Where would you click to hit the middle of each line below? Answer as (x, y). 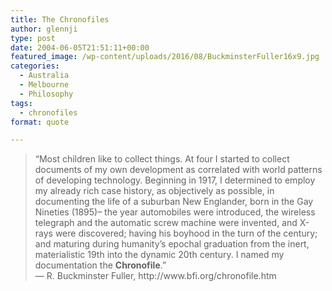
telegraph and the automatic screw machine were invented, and (166, 223)
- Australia (44, 76)
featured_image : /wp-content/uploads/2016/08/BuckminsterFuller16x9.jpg (165, 57)
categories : (35, 66)
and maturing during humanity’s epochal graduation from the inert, (172, 244)
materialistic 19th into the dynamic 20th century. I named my (159, 255)
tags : (21, 103)
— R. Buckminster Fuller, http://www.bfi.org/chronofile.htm (155, 276)
